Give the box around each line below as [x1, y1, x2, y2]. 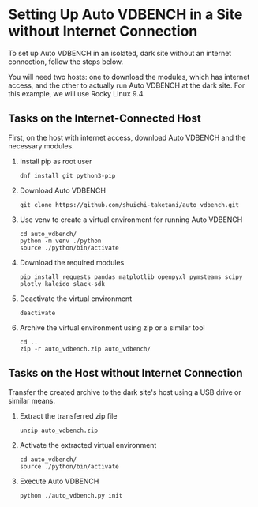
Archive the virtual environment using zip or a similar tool [19, 322, 205, 332]
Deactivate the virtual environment [19, 294, 133, 303]
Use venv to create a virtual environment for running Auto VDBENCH [19, 215, 243, 224]
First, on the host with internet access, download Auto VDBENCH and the [8, 133, 246, 142]
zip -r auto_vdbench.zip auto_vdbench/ [19, 345, 151, 353]
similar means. [8, 396, 56, 405]
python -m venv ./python [19, 237, 102, 245]
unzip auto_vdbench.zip [19, 426, 99, 434]
